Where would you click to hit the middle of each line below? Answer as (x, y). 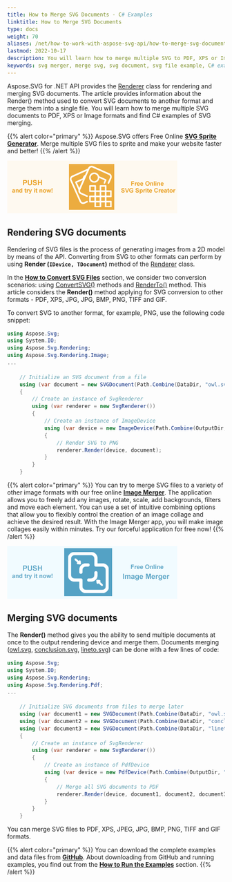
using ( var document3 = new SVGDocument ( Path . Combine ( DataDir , (113, 729)
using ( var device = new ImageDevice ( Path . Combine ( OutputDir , (135, 428)
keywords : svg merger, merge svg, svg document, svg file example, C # (111, 66)
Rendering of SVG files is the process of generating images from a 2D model (116, 249)
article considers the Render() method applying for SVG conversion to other (115, 292)
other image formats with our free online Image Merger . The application (109, 492)
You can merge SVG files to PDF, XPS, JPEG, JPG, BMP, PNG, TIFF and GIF (114, 830)
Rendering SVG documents (67, 232)
